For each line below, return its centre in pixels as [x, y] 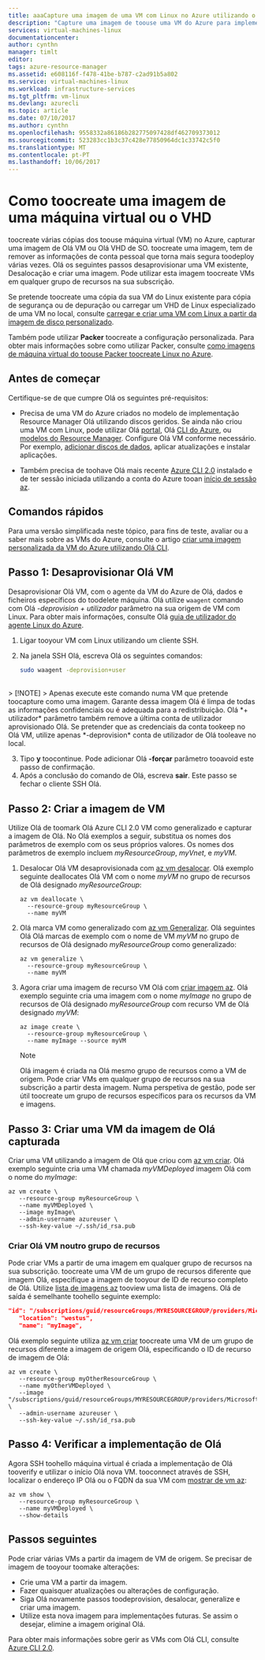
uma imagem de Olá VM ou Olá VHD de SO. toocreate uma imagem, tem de [131, 248]
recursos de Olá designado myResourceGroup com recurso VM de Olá [134, 1004]
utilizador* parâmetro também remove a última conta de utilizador [115, 718]
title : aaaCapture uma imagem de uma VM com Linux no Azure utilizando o [132, 15]
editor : [21, 60]
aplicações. [38, 455]
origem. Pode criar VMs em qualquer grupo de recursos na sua [122, 1079]
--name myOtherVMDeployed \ [65, 1386]
